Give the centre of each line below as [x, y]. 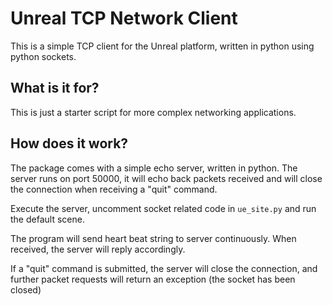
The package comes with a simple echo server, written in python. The [154, 168]
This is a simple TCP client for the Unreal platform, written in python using [162, 46]
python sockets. [43, 56]
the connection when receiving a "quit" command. [114, 189]
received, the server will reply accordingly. [98, 249]
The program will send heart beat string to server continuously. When [153, 238]
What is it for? [55, 88]
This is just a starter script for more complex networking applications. [153, 112]
